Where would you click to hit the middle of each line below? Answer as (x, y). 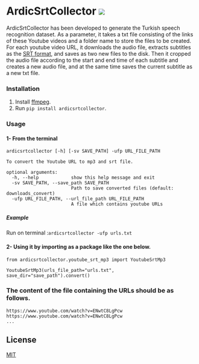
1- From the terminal (32, 138)
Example (17, 217)
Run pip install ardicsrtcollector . (61, 108)
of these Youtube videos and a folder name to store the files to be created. (99, 41)
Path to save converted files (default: (122, 188)
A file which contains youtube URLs (117, 204)
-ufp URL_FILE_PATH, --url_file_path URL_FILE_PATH (78, 199)
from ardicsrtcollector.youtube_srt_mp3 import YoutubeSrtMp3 (86, 260)
